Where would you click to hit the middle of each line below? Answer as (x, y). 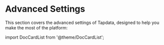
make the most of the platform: (36, 27)
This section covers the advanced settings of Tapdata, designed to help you (82, 22)
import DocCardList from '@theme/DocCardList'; (55, 37)
